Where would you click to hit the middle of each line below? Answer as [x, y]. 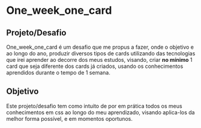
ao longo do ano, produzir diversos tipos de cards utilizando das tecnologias [101, 53]
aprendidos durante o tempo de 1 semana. [58, 72]
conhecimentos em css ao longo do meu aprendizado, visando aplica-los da [100, 112]
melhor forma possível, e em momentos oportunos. [70, 118]
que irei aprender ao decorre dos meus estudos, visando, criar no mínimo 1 [100, 60]
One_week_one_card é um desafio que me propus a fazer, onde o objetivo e [100, 47]
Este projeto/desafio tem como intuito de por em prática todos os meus [94, 106]
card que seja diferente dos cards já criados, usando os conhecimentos [95, 66]
